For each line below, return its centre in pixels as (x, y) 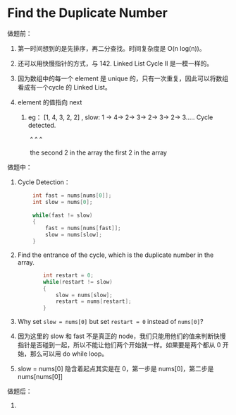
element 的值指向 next (50, 102)
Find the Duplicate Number (87, 13)
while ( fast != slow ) (63, 215)
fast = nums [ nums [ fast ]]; (83, 228)
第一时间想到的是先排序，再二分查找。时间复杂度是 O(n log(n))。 (111, 48)
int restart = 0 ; (68, 275)
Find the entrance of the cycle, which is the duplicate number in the (116, 255)
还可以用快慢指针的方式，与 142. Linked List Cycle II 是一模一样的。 (115, 63)
